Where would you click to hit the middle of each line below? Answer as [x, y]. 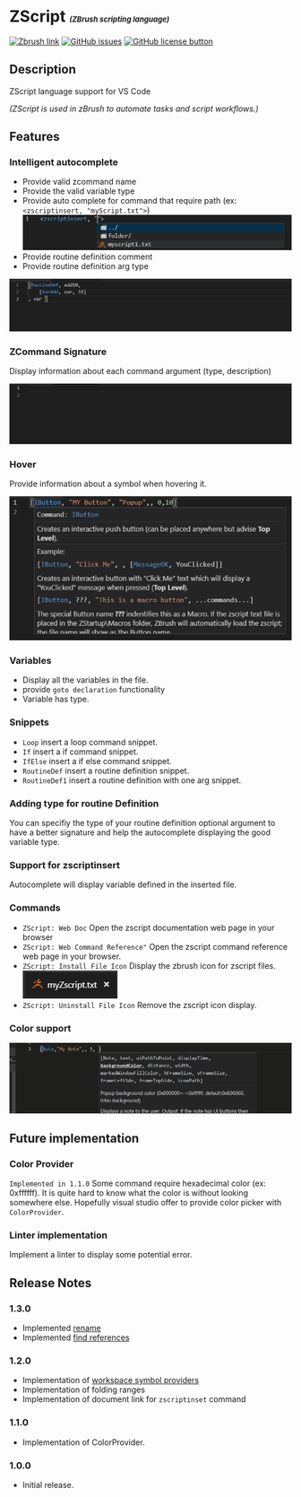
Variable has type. [56, 699]
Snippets [29, 722]
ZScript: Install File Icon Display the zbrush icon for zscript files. [149, 965]
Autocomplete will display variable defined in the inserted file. [123, 884]
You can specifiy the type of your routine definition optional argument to [142, 823]
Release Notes [51, 1283]
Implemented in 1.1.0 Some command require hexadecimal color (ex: [138, 1184]
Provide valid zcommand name [79, 182]
